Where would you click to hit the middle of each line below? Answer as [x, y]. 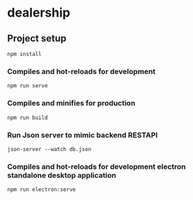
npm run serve [28, 86]
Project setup [37, 38]
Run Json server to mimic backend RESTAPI [83, 135]
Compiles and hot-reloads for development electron [96, 166]
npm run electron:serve [42, 190]
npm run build [28, 118]
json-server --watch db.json [49, 149]
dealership [39, 13]
